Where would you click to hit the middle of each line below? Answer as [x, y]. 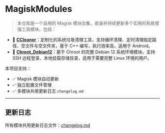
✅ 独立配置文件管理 [32, 85]
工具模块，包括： [39, 29]
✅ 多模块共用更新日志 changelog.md [48, 91]
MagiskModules [39, 9]
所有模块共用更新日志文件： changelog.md [48, 125]
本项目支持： [18, 68]
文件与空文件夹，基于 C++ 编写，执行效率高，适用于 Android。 [89, 45]
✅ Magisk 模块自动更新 [36, 79]
